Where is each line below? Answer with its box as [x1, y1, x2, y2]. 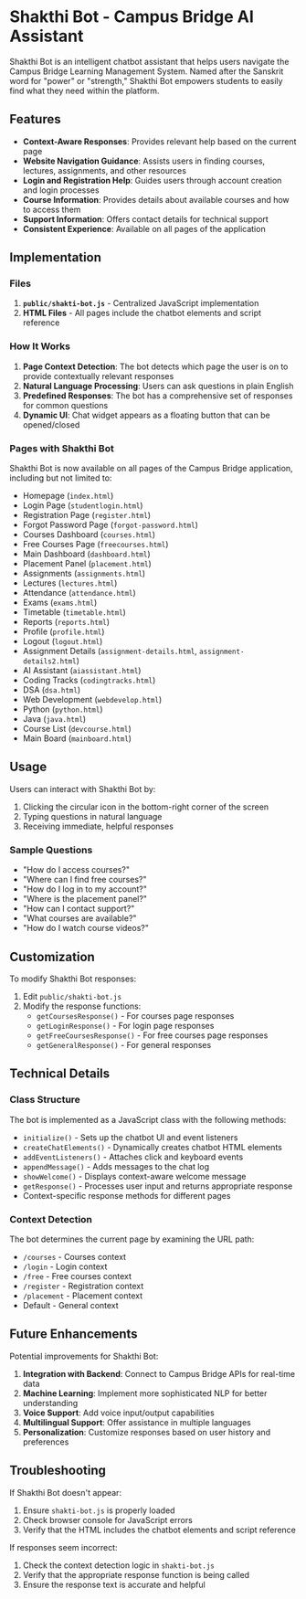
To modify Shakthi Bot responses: [9, 973, 137, 984]
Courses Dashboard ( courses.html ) [22, 529, 156, 540]
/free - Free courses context [22, 1270, 132, 1281]
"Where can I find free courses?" [22, 874, 147, 885]
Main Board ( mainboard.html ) [22, 733, 132, 744]
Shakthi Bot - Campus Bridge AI [9, 6, 254, 27]
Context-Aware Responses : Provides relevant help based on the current [22, 135, 297, 147]
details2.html [22, 657, 77, 666]
